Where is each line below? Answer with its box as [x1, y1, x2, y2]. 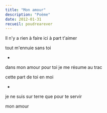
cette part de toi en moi [5, 74, 54, 80]
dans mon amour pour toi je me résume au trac [5, 64, 102, 70]
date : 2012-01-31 [5, 17, 42, 22]
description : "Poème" [5, 12, 51, 17]
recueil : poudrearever [5, 21, 53, 27]
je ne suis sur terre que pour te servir [5, 93, 82, 99]
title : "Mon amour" [5, 7, 46, 13]
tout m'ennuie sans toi [5, 45, 51, 51]
